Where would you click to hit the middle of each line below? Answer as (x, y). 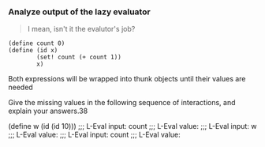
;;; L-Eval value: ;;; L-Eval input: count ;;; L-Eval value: (95, 135)
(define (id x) (33, 51)
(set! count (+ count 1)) (79, 58)
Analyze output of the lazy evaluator (80, 12)
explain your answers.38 (48, 111)
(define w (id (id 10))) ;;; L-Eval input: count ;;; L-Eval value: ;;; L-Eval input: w (132, 126)
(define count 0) (37, 43)
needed (21, 87)
